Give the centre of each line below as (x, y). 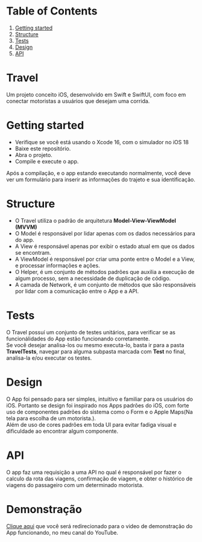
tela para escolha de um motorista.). (51, 418)
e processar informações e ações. (58, 265)
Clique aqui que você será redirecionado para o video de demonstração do (99, 526)
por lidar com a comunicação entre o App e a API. (77, 291)
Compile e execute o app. (47, 161)
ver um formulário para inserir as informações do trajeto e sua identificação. (101, 179)
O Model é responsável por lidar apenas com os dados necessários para (105, 233)
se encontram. (33, 252)
